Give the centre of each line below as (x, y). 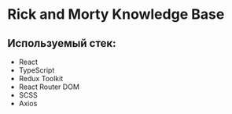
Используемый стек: (62, 43)
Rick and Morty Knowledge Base (116, 14)
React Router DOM (49, 87)
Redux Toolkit (41, 78)
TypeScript (37, 70)
